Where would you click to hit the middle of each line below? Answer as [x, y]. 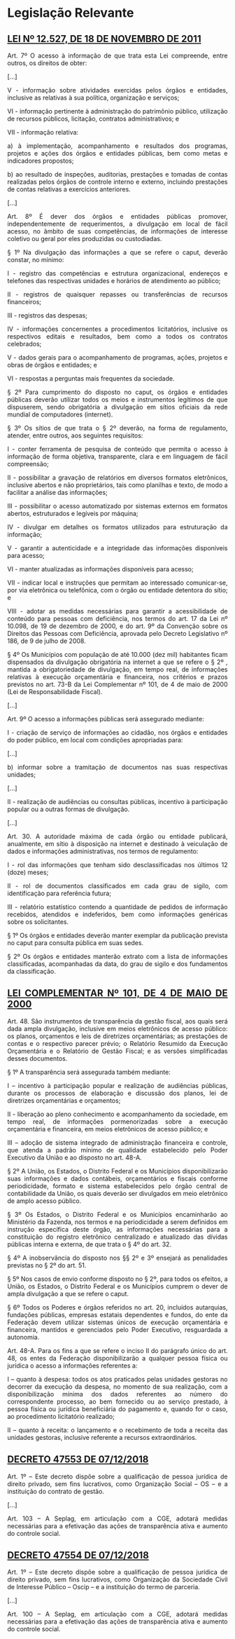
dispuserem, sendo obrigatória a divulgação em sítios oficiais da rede [117, 407]
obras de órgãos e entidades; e [52, 365]
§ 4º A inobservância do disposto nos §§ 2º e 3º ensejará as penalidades [117, 1258]
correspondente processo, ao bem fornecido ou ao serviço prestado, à [117, 1401]
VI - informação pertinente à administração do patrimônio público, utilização [117, 111]
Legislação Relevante [71, 13]
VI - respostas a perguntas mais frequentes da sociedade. [91, 379]
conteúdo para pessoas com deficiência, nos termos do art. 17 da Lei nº [117, 619]
